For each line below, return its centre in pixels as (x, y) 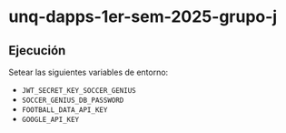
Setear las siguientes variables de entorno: (89, 72)
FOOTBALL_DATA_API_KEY (64, 110)
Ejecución (37, 51)
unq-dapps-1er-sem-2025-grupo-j (143, 17)
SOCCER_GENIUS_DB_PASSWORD (73, 100)
